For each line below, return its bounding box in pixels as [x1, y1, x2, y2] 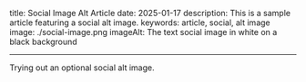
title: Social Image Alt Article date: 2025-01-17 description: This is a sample [9, 8, 291, 18]
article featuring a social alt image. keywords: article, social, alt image [9, 17, 270, 28]
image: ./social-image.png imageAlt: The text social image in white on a [9, 27, 278, 37]
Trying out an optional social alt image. [9, 62, 155, 73]
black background [9, 36, 77, 47]
